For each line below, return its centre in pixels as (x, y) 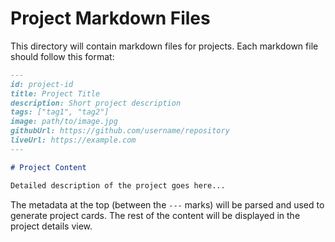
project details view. (51, 226)
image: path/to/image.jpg (64, 122)
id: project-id (42, 84)
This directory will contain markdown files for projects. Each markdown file (164, 46)
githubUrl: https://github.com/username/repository (120, 131)
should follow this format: (62, 56)
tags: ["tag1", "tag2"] (60, 112)
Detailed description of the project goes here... (118, 185)
